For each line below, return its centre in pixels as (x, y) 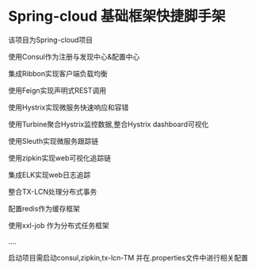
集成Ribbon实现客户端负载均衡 (58, 73)
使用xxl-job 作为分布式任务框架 (59, 225)
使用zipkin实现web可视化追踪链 (59, 158)
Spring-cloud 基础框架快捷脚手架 (117, 16)
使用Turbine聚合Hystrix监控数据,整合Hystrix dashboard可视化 (109, 124)
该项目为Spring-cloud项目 (51, 40)
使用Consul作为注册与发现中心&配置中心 (74, 56)
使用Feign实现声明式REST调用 (57, 90)
